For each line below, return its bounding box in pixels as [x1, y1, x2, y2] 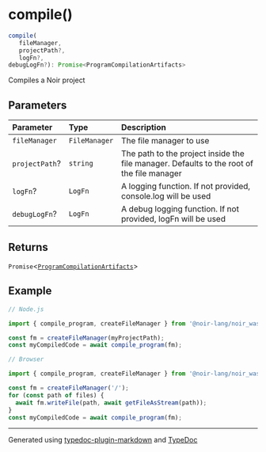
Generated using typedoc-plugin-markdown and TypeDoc [8, 435, 198, 445]
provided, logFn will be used [121, 214, 226, 225]
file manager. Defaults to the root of [121, 158, 253, 169]
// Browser [8, 355, 44, 363]
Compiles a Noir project [8, 75, 85, 85]
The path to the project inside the [121, 148, 245, 159]
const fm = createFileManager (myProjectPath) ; [8, 334, 165, 342]
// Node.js [8, 305, 44, 313]
